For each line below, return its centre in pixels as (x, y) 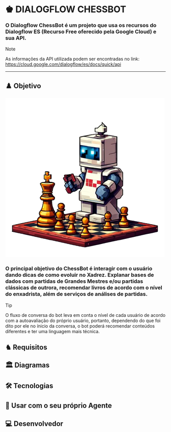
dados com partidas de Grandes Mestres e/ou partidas (74, 281)
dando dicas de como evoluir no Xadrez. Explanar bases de (80, 275)
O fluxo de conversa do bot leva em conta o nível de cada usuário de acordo (85, 315)
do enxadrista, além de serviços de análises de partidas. (76, 294)
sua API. (16, 38)
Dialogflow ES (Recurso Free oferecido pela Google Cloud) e (81, 32)
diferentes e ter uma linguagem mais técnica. (53, 331)
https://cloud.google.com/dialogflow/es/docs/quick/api (63, 64)
